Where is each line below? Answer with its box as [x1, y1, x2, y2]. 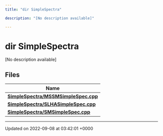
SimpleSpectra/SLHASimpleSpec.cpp [7, 101, 96, 108]
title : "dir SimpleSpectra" [5, 7, 62, 12]
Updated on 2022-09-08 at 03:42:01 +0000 [5, 126, 93, 132]
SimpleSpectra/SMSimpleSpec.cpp [7, 109, 91, 116]
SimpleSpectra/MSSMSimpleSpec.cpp [7, 93, 98, 100]
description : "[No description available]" [5, 15, 95, 21]
